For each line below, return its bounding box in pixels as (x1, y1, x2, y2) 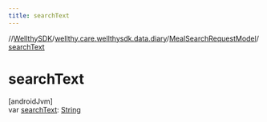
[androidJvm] (8, 96, 54, 106)
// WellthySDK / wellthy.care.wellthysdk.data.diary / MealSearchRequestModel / (8, 33, 259, 43)
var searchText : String (8, 104, 82, 114)
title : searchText (8, 11, 70, 20)
